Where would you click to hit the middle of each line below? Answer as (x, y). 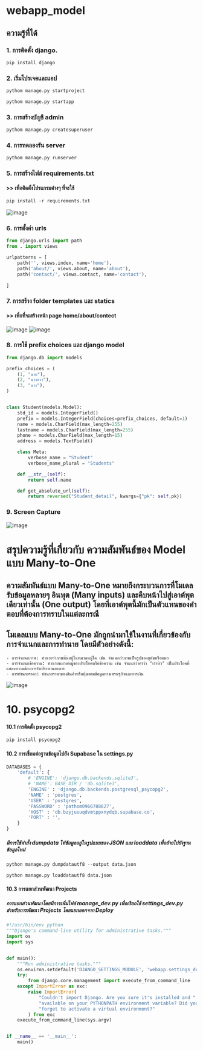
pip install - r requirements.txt (48, 201)
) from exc (42, 1015)
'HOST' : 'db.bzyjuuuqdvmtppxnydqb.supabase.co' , (92, 812)
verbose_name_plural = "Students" (71, 463)
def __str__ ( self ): (42, 474)
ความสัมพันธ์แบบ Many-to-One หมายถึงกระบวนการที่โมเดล (100, 586)
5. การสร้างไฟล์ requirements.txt (50, 173)
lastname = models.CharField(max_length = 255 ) (76, 430)
